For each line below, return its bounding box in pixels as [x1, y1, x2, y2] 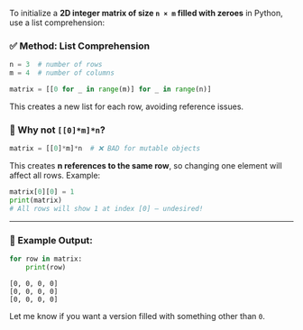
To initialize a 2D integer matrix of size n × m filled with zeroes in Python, [9, 8, 284, 18]
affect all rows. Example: [9, 170, 101, 181]
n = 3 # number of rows [9, 60, 103, 69]
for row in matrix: [9, 254, 83, 264]
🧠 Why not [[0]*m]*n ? [9, 124, 106, 136]
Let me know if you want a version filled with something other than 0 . [9, 310, 266, 321]
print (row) [25, 262, 67, 271]
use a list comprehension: [9, 17, 106, 28]
